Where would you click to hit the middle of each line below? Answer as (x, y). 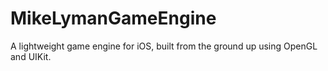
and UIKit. (31, 56)
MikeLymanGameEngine (113, 18)
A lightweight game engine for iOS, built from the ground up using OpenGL (164, 46)
